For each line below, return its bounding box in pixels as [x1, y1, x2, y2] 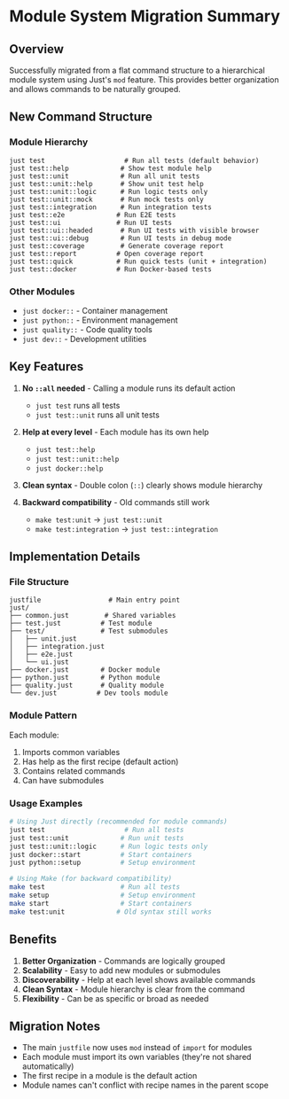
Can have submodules [21, 775, 105, 785]
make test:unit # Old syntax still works [9, 907, 213, 916]
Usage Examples [9, 797, 83, 809]
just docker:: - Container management [21, 305, 168, 316]
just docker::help [35, 464, 104, 473]
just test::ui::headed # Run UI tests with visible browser [9, 226, 260, 235]
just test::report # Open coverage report [9, 249, 204, 258]
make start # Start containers [9, 899, 192, 908]
